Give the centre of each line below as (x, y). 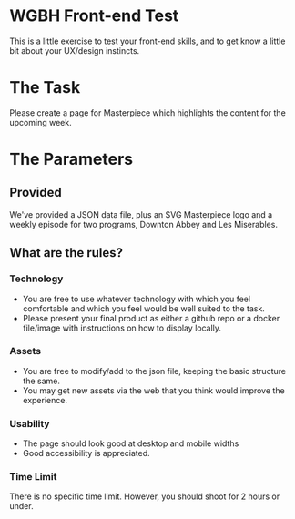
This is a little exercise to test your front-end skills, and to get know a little (147, 41)
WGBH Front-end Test (94, 16)
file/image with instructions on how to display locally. (122, 328)
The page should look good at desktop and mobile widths (131, 443)
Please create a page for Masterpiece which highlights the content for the (148, 112)
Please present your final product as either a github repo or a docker (151, 318)
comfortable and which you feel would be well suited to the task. (144, 308)
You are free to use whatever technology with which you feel (137, 299)
